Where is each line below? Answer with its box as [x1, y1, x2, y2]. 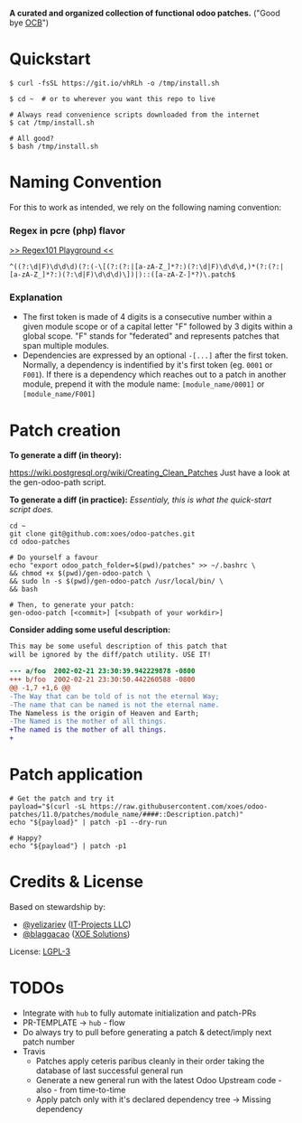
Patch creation [9, 420, 122, 441]
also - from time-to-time [35, 1084, 126, 1095]
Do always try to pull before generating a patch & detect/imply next [22, 1026, 272, 1037]
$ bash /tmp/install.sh [9, 142, 99, 151]
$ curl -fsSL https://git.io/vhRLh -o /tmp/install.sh [9, 79, 220, 88]
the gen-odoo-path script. [9, 477, 106, 488]
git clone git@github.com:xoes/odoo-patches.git [9, 529, 196, 538]
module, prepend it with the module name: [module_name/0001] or [22, 379, 265, 389]
